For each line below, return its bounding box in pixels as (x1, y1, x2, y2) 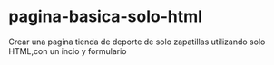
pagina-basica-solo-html (8, 6, 203, 27)
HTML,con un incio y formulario (8, 45, 127, 56)
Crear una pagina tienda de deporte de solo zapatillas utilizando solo (8, 36, 266, 47)
